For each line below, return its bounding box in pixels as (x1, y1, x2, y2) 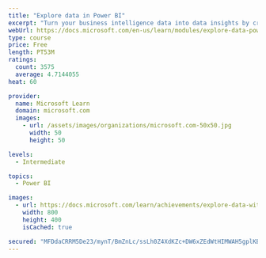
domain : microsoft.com (15, 107, 90, 115)
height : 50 (28, 136, 66, 144)
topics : (8, 172, 34, 180)
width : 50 (28, 129, 62, 137)
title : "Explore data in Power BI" (8, 11, 126, 20)
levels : (8, 150, 34, 158)
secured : (8, 237, 37, 245)
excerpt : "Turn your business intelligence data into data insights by (8, 19, 249, 27)
